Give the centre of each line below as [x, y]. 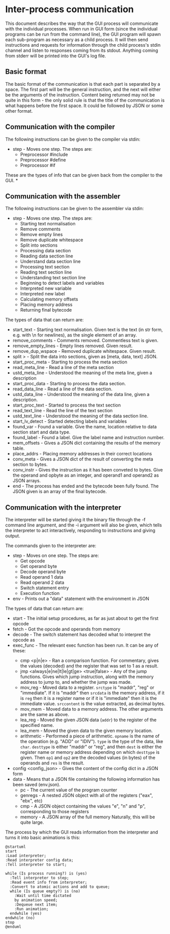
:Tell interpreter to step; [40, 878]
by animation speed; [36, 900]
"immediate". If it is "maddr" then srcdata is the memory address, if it [92, 693]
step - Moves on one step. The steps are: [56, 556]
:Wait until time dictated [43, 896]
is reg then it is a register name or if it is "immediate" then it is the [89, 698]
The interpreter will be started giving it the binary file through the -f [75, 520]
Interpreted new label [42, 294]
